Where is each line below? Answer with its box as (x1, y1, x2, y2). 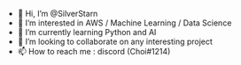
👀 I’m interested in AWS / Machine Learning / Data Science (17, 18, 232, 28)
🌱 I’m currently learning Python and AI (17, 27, 157, 37)
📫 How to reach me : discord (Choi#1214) (17, 47, 171, 56)
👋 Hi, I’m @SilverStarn (17, 9, 98, 18)
